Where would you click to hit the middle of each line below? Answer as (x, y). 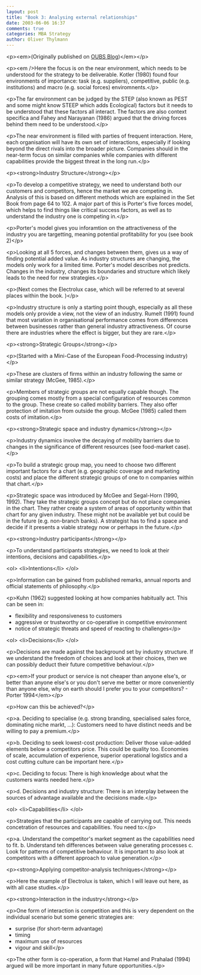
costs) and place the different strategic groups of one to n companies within (100, 477)
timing (23, 935)
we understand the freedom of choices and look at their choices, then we (97, 658)
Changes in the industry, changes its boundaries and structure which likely (98, 271)
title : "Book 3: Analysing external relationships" (72, 17)
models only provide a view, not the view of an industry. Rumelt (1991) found (100, 314)
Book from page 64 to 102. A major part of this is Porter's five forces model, (100, 203)
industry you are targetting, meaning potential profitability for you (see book (100, 234)
